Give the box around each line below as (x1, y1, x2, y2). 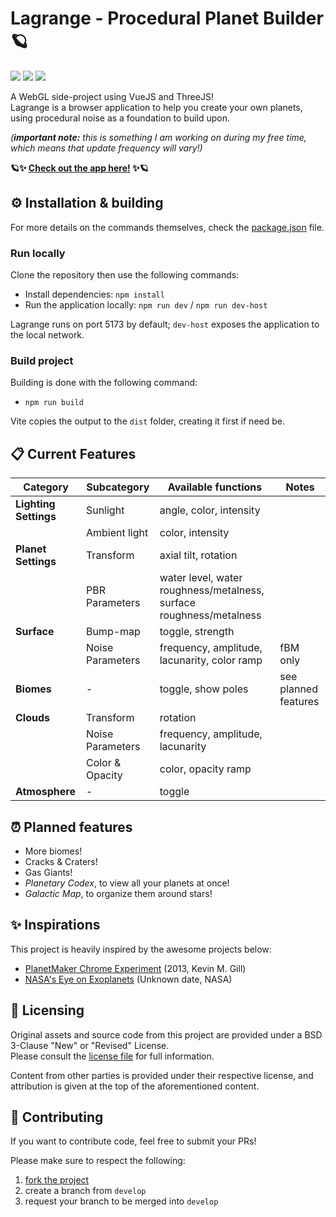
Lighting (15, 497, 56, 511)
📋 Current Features (10, 445, 137, 462)
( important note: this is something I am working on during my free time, (10, 131, 307, 143)
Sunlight (85, 503, 125, 517)
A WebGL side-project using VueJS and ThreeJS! (10, 90, 214, 102)
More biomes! (24, 845, 83, 857)
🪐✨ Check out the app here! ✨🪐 (10, 162, 149, 174)
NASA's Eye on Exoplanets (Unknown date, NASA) (24, 973, 233, 985)
